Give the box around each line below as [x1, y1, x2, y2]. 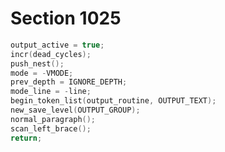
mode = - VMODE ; [10, 68, 74, 78]
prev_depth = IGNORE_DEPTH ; [10, 77, 128, 87]
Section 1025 [10, 7, 122, 30]
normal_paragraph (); [10, 114, 97, 124]
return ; [10, 133, 43, 143]
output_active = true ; [10, 40, 105, 50]
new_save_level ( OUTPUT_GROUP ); [10, 105, 141, 116]
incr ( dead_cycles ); [10, 49, 92, 59]
